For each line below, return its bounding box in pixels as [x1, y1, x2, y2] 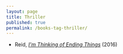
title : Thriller [6, 14, 46, 20]
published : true [6, 19, 46, 25]
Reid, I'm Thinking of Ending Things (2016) [14, 41, 118, 48]
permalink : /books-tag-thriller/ [6, 25, 88, 31]
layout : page [6, 8, 38, 15]
